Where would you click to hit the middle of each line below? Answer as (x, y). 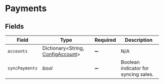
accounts (18, 51)
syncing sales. (137, 74)
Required (105, 40)
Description (139, 40)
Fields (15, 26)
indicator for (135, 68)
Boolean (130, 62)
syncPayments (23, 68)
